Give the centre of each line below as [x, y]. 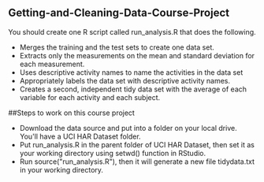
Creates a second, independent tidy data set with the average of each [133, 89]
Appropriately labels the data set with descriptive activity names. [125, 80]
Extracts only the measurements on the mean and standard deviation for [137, 55]
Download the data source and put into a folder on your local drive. [128, 128]
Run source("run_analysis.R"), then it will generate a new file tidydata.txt [137, 162]
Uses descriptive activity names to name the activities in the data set [131, 72]
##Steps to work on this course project [72, 113]
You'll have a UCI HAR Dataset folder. [80, 136]
